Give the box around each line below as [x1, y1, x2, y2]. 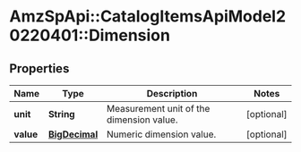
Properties [9, 61, 70, 76]
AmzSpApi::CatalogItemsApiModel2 [9, 6, 287, 27]
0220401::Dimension [9, 25, 170, 46]
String [47, 108, 75, 120]
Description [146, 88, 198, 99]
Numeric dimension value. [106, 128, 217, 140]
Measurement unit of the [106, 103, 211, 114]
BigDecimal [47, 128, 99, 140]
